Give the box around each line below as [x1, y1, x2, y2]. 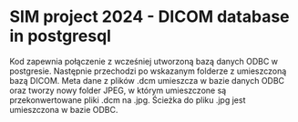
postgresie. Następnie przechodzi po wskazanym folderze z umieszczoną [9, 66, 287, 76]
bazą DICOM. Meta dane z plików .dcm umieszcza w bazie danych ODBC [9, 75, 285, 86]
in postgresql [9, 25, 112, 46]
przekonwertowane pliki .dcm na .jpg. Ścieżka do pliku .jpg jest [9, 94, 246, 106]
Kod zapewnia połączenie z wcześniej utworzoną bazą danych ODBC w [9, 56, 279, 66]
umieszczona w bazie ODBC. [9, 104, 118, 115]
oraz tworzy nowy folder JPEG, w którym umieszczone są [9, 85, 227, 96]
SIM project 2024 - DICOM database [9, 6, 290, 27]
